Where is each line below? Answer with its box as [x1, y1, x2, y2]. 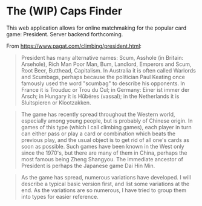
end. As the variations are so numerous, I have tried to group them [21, 186, 187, 194]
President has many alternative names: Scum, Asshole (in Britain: [21, 54, 183, 61]
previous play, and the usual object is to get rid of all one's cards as [21, 136, 189, 143]
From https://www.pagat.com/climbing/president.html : [6, 42, 142, 50]
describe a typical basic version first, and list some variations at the [21, 180, 189, 187]
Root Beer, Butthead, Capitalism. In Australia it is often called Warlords [21, 66, 197, 74]
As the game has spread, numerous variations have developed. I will [21, 173, 192, 181]
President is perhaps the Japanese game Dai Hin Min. [21, 162, 155, 169]
